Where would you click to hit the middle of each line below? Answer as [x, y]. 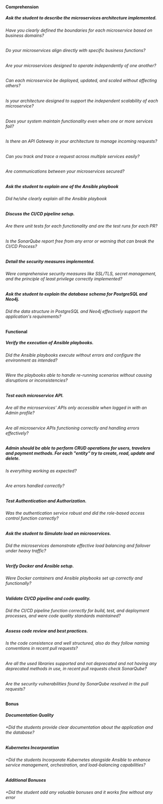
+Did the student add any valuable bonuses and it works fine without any [79, 792]
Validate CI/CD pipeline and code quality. [48, 598]
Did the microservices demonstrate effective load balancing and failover [78, 546]
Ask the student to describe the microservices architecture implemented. [81, 18]
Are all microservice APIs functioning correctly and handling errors [73, 428]
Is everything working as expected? [41, 471]
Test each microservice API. [35, 395]
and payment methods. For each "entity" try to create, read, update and [80, 453]
